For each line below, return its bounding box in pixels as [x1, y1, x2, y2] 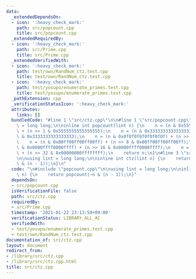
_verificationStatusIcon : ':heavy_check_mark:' [11, 101, 129, 107]
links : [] [16, 112, 41, 118]
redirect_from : [6, 248, 43, 254]
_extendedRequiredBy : [11, 36, 64, 42]
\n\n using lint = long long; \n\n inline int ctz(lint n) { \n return [16, 156, 192, 161]
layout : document [6, 242, 48, 249]
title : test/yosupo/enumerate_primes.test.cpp [16, 90, 132, 96]
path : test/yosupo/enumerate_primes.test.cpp [16, 85, 129, 91]
